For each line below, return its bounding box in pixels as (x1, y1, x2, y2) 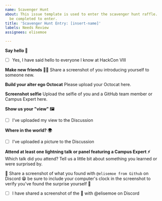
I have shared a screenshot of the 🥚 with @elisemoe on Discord (12, 190, 140, 196)
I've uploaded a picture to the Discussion (12, 139, 94, 145)
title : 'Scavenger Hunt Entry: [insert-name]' (5, 21, 101, 26)
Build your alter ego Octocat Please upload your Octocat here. (5, 82, 131, 88)
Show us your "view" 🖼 (5, 106, 55, 112)
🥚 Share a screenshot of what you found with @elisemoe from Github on (5, 171, 149, 177)
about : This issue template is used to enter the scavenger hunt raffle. (5, 12, 158, 17)
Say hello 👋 (5, 47, 28, 53)
